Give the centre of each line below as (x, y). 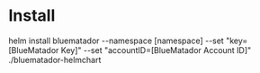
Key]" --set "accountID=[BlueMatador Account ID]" (156, 50)
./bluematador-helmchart (55, 59)
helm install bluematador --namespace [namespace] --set (116, 41)
